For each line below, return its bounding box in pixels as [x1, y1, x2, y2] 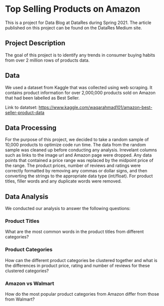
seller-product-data [5, 109, 45, 116]
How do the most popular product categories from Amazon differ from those [5, 291, 159, 297]
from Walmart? [5, 296, 35, 302]
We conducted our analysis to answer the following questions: [5, 206, 131, 212]
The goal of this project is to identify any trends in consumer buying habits [5, 52, 155, 58]
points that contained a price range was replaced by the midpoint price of [5, 158, 154, 164]
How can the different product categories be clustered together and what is [5, 257, 158, 263]
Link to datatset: [5, 104, 38, 110]
